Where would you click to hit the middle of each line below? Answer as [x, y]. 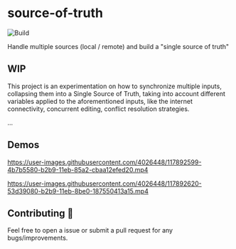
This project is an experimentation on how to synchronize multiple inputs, [114, 86]
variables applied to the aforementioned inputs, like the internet [100, 101]
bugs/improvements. [38, 238]
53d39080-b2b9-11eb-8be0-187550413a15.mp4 [78, 191]
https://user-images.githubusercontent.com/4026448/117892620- [104, 184]
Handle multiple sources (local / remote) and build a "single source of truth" [118, 46]
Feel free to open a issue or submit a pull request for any [90, 231]
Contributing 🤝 [41, 213]
